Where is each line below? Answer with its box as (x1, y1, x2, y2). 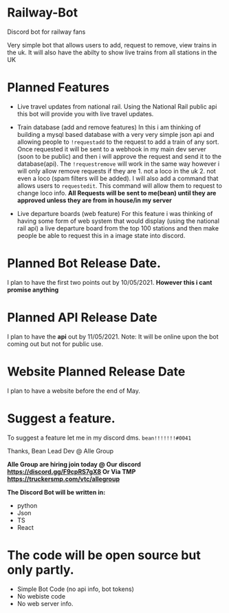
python (17, 501, 38, 510)
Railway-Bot (7, 5, 78, 21)
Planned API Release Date (7, 310, 158, 325)
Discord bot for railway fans (7, 28, 86, 36)
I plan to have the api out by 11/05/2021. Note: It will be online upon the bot (7, 332, 219, 341)
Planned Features (7, 80, 110, 96)
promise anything (7, 286, 59, 294)
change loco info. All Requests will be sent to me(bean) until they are (17, 189, 217, 197)
